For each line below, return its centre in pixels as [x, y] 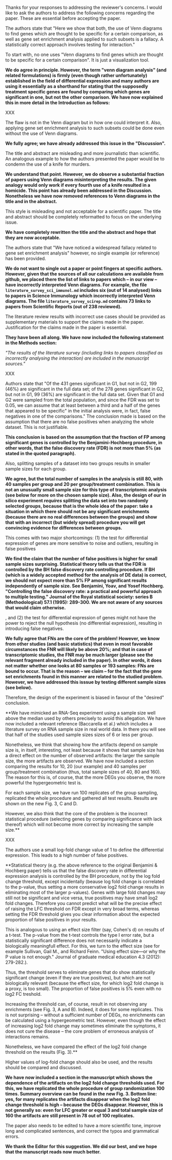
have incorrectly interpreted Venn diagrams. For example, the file [76, 285]
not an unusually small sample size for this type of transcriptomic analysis [86, 490]
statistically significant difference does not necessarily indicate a [74, 940]
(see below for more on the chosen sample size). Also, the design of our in [86, 495]
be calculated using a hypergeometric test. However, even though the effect [85, 1020]
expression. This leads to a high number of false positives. [67, 855]
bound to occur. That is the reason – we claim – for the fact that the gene [84, 671]
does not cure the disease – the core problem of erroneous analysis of [79, 1031]
